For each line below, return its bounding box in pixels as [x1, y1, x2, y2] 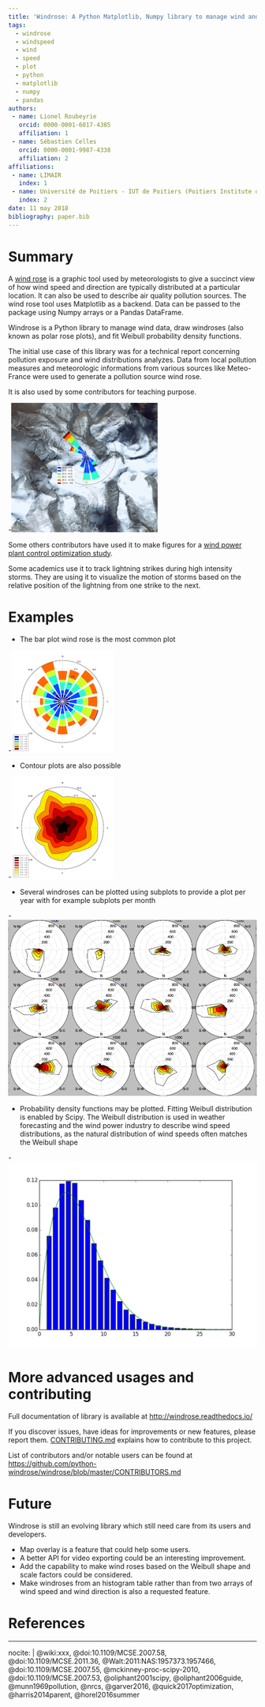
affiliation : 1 [18, 130, 69, 137]
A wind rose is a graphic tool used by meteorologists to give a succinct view [8, 273, 256, 284]
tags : [8, 21, 26, 29]
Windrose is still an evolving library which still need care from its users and [8, 1521, 251, 1530]
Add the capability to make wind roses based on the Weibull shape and [19, 1561, 251, 1571]
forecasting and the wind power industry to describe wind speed [19, 1120, 230, 1130]
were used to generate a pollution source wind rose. [32, 371, 203, 381]
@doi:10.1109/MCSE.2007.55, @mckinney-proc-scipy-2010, [8, 1664, 200, 1674]
